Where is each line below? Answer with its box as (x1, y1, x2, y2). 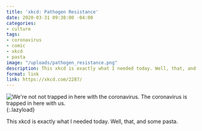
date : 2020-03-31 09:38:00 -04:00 (6, 15, 94, 21)
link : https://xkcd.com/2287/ (6, 76, 83, 82)
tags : (6, 32, 20, 38)
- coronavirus (6, 37, 42, 43)
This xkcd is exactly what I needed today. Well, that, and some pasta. (6, 118, 178, 125)
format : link (6, 71, 39, 77)
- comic (6, 43, 26, 49)
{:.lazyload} (6, 106, 35, 113)
